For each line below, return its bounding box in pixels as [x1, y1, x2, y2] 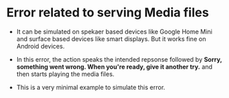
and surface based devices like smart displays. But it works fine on [16, 34, 206, 42]
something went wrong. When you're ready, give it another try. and [16, 62, 212, 71]
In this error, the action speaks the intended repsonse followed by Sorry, [16, 55, 223, 63]
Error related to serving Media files [6, 5, 209, 21]
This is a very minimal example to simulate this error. [16, 83, 166, 91]
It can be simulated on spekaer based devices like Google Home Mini [16, 27, 212, 36]
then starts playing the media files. [16, 70, 115, 78]
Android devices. [16, 42, 65, 50]
